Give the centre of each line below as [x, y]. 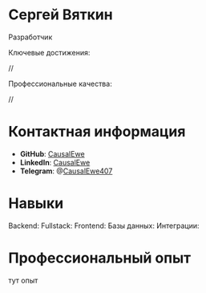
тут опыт [23, 280]
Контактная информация [97, 132]
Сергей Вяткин [61, 15]
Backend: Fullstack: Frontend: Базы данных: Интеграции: [104, 226]
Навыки [36, 203]
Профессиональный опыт [100, 258]
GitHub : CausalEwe [53, 153]
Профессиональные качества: [60, 83]
